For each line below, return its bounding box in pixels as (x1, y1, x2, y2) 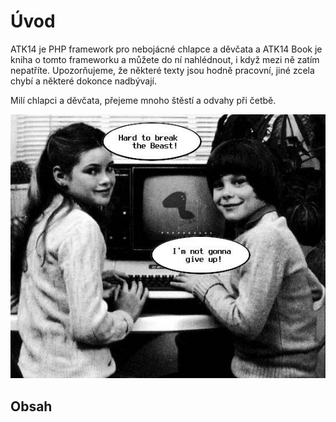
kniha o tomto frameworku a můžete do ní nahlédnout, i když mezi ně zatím (10, 53, 320, 65)
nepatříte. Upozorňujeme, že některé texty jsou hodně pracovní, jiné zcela (10, 64, 315, 76)
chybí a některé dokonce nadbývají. (10, 75, 158, 87)
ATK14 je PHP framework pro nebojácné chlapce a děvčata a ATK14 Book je (10, 43, 323, 55)
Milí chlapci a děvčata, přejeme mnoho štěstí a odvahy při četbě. (10, 94, 277, 106)
